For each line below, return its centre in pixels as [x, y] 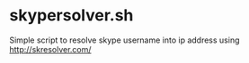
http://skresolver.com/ [50, 49]
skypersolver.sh [71, 16]
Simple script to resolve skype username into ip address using [124, 40]
